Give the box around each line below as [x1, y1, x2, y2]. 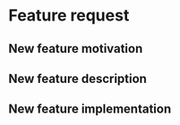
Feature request [8, 5, 130, 26]
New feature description [8, 71, 147, 86]
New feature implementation [8, 102, 172, 117]
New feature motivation [8, 41, 143, 56]
